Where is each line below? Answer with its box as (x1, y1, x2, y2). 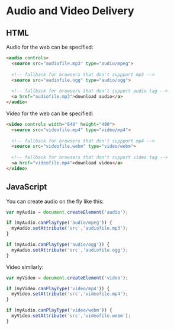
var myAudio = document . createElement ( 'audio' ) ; (6, 209, 128, 215)
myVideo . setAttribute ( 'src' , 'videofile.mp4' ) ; (11, 291, 128, 297)
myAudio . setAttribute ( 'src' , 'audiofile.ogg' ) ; (11, 247, 128, 253)
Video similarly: (6, 263, 44, 271)
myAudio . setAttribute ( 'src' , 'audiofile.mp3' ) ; (11, 226, 128, 231)
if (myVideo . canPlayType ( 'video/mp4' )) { (6, 285, 110, 291)
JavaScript (6, 182, 47, 192)
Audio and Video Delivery (6, 4, 134, 18)
